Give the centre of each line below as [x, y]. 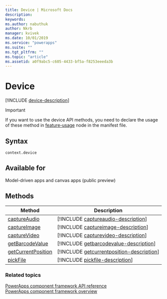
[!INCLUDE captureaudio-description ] [102, 219]
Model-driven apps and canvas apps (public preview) [60, 180]
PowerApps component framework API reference [56, 286]
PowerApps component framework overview [51, 291]
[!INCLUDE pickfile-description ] [95, 260]
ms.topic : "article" [27, 57]
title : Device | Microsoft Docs [39, 10]
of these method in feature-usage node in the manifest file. [66, 125]
